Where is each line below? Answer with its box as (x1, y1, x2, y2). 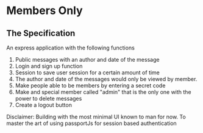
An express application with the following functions (6, 44, 135, 51)
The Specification (6, 28, 76, 38)
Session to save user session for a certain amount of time (15, 69, 160, 76)
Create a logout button (15, 101, 72, 109)
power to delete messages (15, 95, 82, 102)
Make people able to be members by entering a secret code (15, 82, 166, 89)
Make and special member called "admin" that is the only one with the (15, 88, 191, 95)
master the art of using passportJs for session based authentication (6, 120, 177, 127)
